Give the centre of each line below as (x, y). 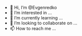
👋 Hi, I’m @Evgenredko (33, 8)
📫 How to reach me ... (33, 28)
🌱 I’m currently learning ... (36, 18)
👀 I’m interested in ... (31, 13)
